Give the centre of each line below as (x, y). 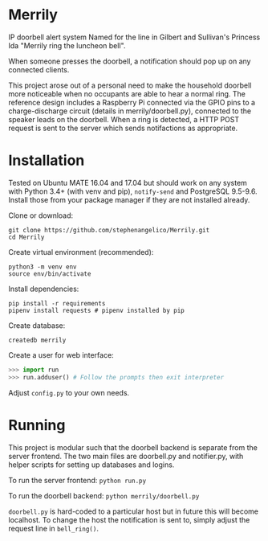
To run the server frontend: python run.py (77, 480)
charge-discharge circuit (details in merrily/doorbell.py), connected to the (130, 111)
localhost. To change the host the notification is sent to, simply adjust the (129, 519)
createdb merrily (37, 340)
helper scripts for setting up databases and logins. (91, 465)
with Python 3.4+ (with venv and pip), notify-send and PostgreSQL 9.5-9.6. (133, 191)
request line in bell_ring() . (53, 528)
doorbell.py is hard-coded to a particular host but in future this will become (134, 511)
